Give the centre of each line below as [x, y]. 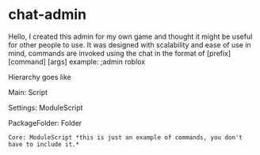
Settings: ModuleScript [46, 108]
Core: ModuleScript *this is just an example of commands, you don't [126, 137]
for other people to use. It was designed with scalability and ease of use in [130, 44]
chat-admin [48, 15]
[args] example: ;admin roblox [96, 62]
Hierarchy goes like [40, 77]
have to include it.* [44, 144]
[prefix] [219, 53]
